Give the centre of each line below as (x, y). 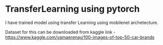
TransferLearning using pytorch (73, 9)
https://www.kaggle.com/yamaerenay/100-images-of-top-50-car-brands (80, 37)
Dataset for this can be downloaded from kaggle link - (60, 32)
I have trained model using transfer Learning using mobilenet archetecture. (82, 22)
